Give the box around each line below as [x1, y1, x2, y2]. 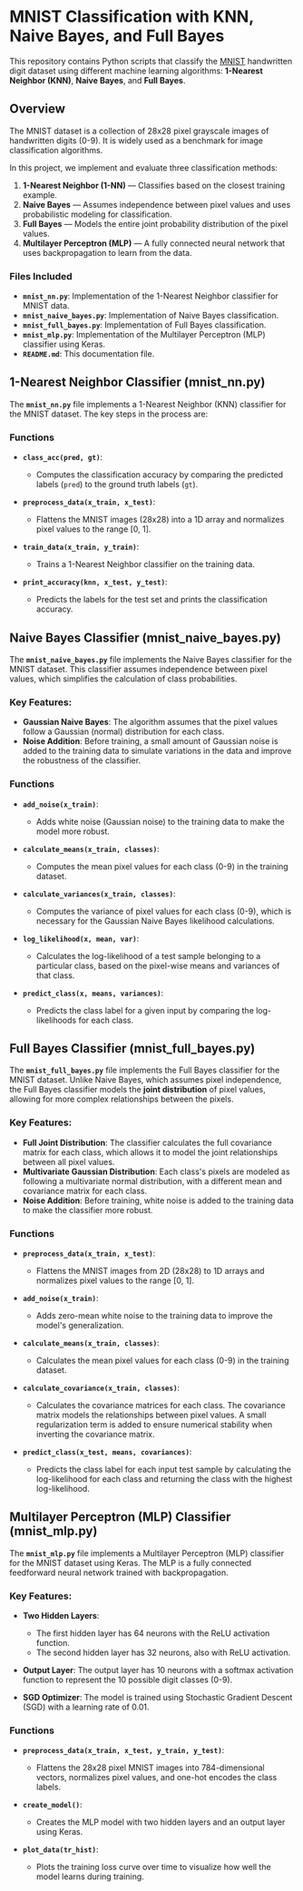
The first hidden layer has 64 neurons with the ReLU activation [35, 1628, 270, 1639]
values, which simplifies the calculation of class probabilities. [9, 673, 238, 684]
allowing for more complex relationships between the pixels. [9, 1093, 234, 1104]
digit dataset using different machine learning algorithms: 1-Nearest [9, 65, 263, 76]
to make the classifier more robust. [22, 1204, 153, 1215]
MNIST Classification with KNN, [9, 6, 254, 27]
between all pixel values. [22, 1156, 115, 1167]
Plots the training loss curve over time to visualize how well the [35, 1862, 271, 1873]
